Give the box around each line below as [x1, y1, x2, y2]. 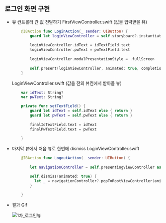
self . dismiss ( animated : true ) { [30, 174, 97, 179]
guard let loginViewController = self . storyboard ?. [30, 33, 139, 38]
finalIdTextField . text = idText [30, 122, 97, 127]
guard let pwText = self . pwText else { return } [30, 113, 133, 118]
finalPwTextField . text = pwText [30, 126, 97, 132]
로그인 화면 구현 [4, 4, 50, 13]
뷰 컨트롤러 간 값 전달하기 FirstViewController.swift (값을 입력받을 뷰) [11, 19, 148, 25]
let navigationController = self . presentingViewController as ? [30, 165, 164, 170]
